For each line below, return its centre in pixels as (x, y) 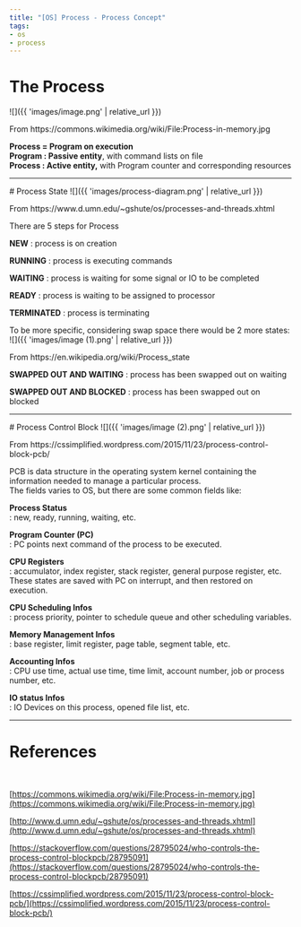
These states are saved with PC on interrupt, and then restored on (131, 581)
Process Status (38, 508)
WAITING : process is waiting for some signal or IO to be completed (134, 278)
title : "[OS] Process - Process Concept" (88, 17)
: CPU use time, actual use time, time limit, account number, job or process (147, 671)
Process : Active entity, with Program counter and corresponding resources (150, 166)
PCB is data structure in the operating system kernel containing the (133, 472)
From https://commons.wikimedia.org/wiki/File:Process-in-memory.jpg (140, 129)
